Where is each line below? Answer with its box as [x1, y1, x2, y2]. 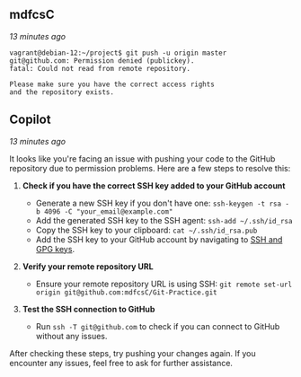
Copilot [9, 112, 51, 127]
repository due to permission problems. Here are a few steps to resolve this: [9, 162, 291, 173]
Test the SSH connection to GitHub [22, 303, 155, 314]
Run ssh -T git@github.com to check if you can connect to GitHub [35, 320, 280, 331]
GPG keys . [35, 243, 75, 254]
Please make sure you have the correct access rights [9, 80, 216, 89]
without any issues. [35, 330, 108, 341]
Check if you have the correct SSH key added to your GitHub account [22, 180, 286, 191]
